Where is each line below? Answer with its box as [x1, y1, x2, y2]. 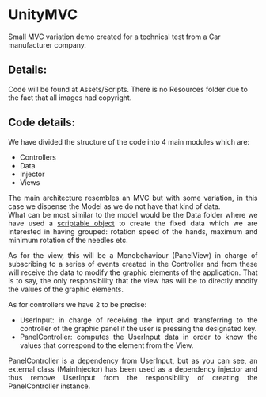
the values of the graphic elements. [8, 284, 124, 294]
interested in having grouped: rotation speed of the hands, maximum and [8, 226, 258, 236]
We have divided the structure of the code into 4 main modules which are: [8, 137, 250, 146]
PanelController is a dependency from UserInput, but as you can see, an [8, 356, 258, 365]
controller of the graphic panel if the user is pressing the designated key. [19, 323, 257, 333]
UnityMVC [8, 6, 78, 24]
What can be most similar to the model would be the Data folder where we [8, 210, 258, 219]
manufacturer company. [8, 40, 87, 49]
